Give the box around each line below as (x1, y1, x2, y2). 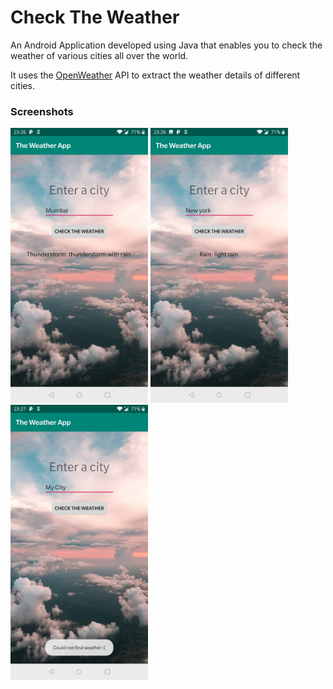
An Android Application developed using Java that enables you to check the (10, 39, 323, 51)
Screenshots (10, 104, 74, 118)
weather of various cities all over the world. (10, 49, 189, 61)
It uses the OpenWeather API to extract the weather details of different (10, 69, 301, 81)
